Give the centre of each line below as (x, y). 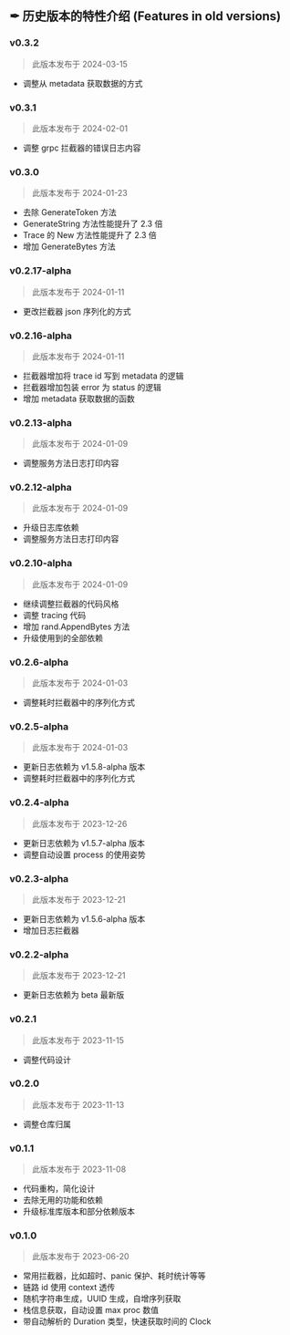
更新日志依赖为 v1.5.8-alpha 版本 (84, 767)
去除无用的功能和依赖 (62, 1200)
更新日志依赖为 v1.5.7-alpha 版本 (84, 843)
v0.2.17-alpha (41, 271)
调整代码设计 (47, 1060)
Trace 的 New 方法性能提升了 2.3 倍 (89, 235)
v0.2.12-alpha (41, 488)
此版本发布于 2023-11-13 (78, 1104)
